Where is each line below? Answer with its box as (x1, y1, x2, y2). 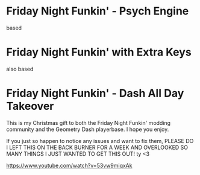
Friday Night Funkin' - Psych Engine (6, 4, 189, 18)
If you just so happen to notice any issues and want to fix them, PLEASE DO (6, 137, 194, 144)
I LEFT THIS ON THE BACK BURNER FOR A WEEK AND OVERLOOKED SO (6, 144, 189, 151)
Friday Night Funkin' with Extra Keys (6, 45, 192, 59)
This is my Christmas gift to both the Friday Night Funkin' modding (6, 119, 170, 126)
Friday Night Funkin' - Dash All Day (6, 86, 184, 100)
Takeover (6, 100, 54, 113)
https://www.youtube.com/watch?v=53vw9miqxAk (6, 162, 133, 169)
